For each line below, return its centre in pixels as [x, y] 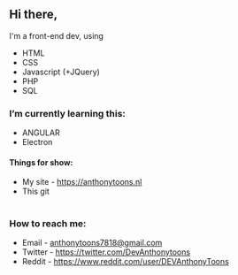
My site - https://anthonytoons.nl [82, 182]
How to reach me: [48, 223]
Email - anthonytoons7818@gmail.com [92, 242]
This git [36, 191]
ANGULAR [41, 133]
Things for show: [41, 162]
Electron [37, 142]
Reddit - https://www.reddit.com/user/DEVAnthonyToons [126, 261]
